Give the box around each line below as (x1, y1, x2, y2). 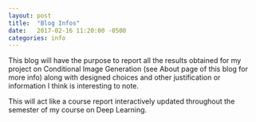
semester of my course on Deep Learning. (8, 105, 148, 115)
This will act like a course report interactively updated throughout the (8, 96, 235, 106)
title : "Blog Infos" (8, 19, 81, 27)
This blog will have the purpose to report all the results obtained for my (8, 56, 242, 65)
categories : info (8, 33, 66, 42)
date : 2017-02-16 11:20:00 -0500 (8, 26, 127, 34)
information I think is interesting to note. (8, 81, 140, 91)
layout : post (8, 11, 52, 20)
